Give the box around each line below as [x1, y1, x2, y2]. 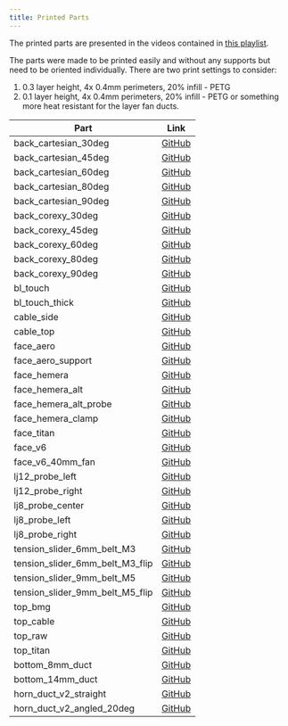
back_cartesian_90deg [13, 194, 110, 207]
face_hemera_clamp [13, 412, 99, 425]
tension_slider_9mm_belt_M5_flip [13, 586, 153, 598]
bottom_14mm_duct [13, 672, 98, 685]
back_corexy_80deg [13, 252, 99, 265]
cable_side [13, 310, 60, 323]
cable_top [13, 325, 55, 337]
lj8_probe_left [13, 514, 71, 526]
